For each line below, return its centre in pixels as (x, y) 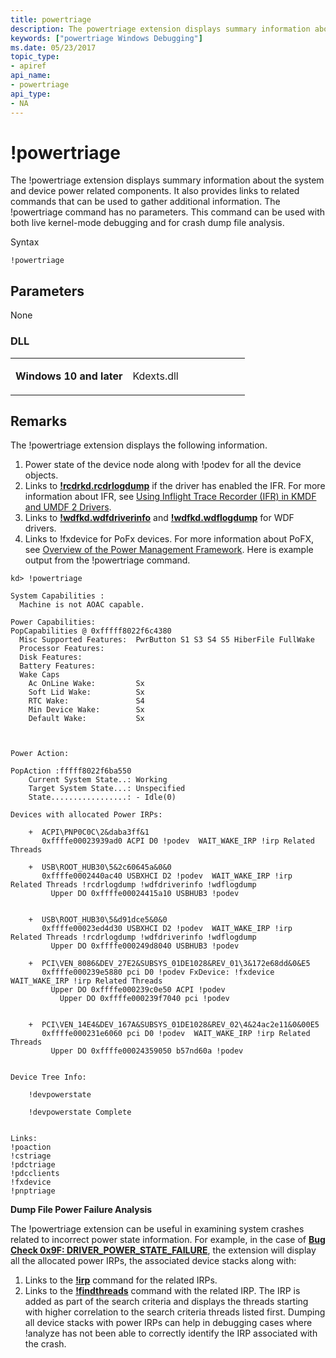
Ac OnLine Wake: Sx (86, 684)
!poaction (31, 1147)
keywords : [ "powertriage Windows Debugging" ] (106, 38)
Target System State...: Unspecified (107, 789)
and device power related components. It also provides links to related (155, 191)
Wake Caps (39, 675)
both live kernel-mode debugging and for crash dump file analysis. (147, 223)
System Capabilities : (57, 596)
